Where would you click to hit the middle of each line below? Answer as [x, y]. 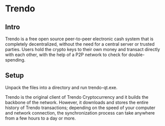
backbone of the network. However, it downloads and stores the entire [77, 102]
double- [136, 55]
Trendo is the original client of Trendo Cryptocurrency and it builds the [77, 97]
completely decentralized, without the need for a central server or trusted [80, 44]
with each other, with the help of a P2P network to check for [66, 55]
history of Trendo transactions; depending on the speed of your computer [80, 108]
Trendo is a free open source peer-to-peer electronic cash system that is [79, 39]
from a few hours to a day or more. [41, 118]
